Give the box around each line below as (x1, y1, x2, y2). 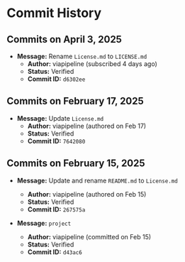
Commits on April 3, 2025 (6, 33, 122, 45)
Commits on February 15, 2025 (6, 158, 146, 170)
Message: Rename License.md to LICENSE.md (16, 52, 147, 60)
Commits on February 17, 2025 (6, 95, 145, 107)
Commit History (6, 5, 102, 21)
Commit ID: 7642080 (27, 136, 86, 145)
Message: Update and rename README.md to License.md (16, 176, 178, 185)
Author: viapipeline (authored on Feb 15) (27, 190, 147, 198)
